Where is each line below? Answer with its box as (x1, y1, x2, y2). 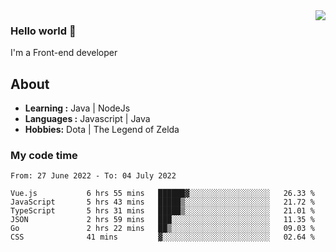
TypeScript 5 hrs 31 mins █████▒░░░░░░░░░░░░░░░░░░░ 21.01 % (10, 206, 315, 216)
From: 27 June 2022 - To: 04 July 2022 (10, 171, 177, 181)
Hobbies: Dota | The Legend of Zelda (24, 124, 180, 136)
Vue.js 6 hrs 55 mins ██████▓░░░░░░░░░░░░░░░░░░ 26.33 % (10, 189, 315, 199)
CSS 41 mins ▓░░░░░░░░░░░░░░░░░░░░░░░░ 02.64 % (10, 232, 315, 243)
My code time (10, 149, 78, 163)
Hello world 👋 (10, 24, 77, 38)
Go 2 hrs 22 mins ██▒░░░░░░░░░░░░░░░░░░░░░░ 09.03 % (10, 224, 315, 234)
